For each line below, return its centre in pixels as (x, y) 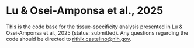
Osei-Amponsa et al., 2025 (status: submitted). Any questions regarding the (97, 32)
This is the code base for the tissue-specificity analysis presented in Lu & (94, 27)
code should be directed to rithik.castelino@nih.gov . (69, 39)
